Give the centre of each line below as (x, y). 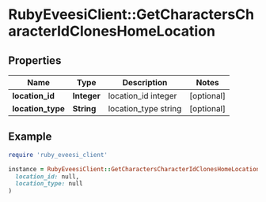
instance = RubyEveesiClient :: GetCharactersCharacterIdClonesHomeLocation (134, 169)
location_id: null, (47, 176)
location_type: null (49, 184)
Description (145, 82)
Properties (35, 60)
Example (30, 137)
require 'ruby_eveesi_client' (58, 155)
